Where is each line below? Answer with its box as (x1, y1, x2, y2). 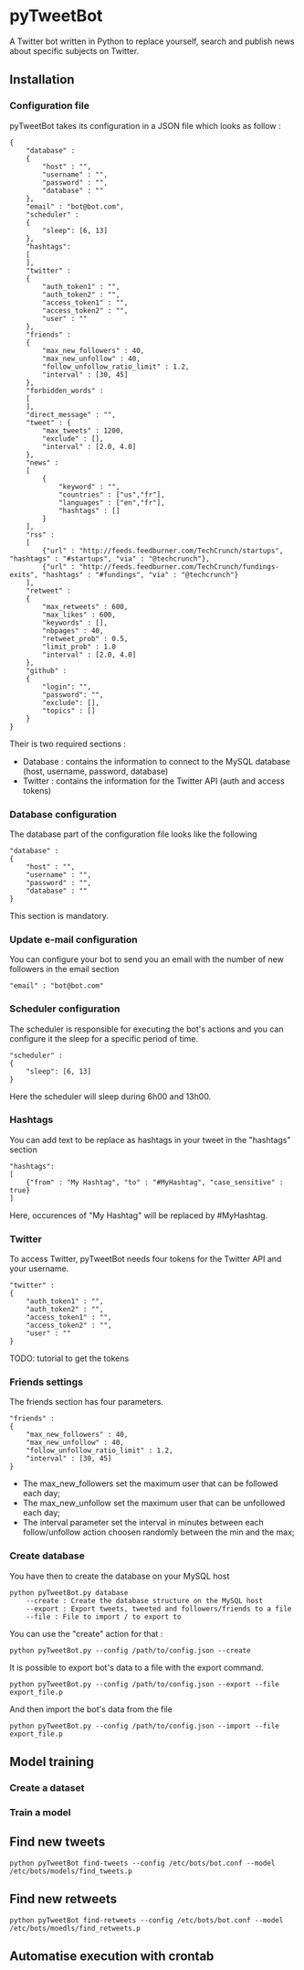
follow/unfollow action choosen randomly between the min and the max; (22, 1526, 295, 1537)
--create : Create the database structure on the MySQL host (26, 1596, 263, 1605)
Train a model (9, 1805, 71, 1818)
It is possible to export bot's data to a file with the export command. (9, 1662, 264, 1673)
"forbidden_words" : (26, 386, 104, 395)
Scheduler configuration (9, 1002, 121, 1015)
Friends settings (9, 1376, 84, 1388)
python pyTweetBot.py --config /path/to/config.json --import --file (9, 1721, 280, 1730)
